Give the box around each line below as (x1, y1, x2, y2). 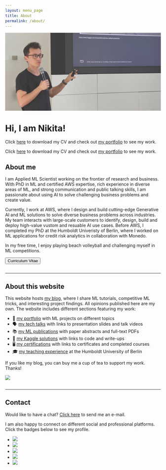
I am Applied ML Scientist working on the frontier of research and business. (5, 176, 159, 182)
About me (5, 163, 36, 171)
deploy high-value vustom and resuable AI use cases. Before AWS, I (5, 223, 144, 229)
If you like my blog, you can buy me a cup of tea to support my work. (5, 360, 145, 366)
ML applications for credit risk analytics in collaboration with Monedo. (5, 233, 147, 239)
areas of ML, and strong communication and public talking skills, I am (5, 187, 146, 192)
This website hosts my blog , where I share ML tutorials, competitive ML (5, 295, 150, 301)
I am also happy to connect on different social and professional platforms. (5, 421, 155, 427)
